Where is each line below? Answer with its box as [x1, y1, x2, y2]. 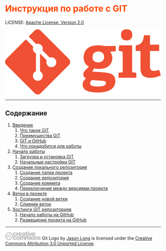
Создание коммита [19, 180, 61, 186]
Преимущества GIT [19, 132, 61, 139]
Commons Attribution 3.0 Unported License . [5, 241, 95, 247]
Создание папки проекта [19, 170, 73, 176]
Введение [12, 122, 34, 128]
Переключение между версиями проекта [19, 186, 108, 191]
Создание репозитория [19, 175, 69, 181]
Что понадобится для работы [19, 143, 82, 149]
